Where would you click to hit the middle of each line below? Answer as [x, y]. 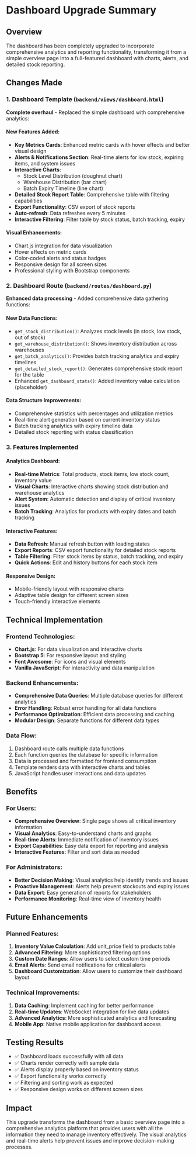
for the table [29, 374]
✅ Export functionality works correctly [60, 1076]
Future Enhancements [47, 917]
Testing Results [35, 1042]
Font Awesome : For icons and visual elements [70, 662]
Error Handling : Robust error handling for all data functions [85, 708]
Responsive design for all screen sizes [60, 264]
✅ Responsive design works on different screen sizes [78, 1089]
